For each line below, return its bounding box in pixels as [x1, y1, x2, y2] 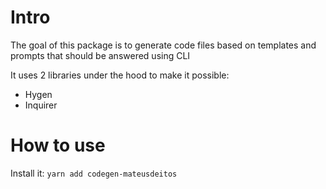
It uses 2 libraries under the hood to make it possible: [10, 69, 230, 81]
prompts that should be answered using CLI [10, 49, 191, 61]
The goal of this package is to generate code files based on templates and [10, 39, 317, 51]
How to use [10, 134, 106, 157]
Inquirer [24, 99, 58, 111]
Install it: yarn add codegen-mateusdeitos [10, 167, 178, 179]
